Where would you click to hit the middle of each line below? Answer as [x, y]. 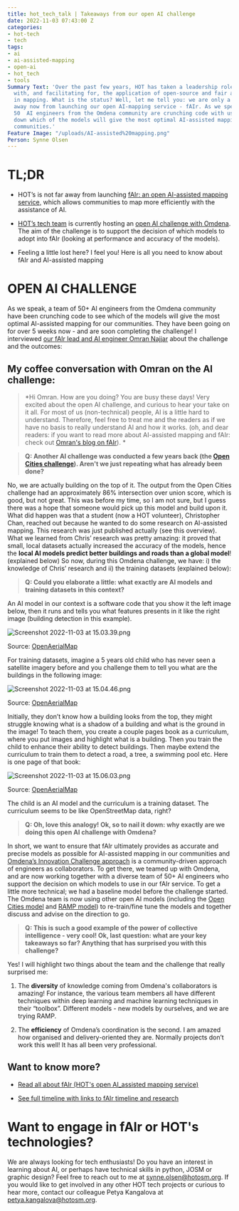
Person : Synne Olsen [38, 140]
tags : [15, 47]
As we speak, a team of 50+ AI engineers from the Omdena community [112, 309]
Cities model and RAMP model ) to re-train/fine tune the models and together [119, 906]
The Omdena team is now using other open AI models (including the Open [116, 898]
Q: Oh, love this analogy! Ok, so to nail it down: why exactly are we [125, 824]
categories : [25, 27]
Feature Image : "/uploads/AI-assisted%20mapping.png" [89, 133]
